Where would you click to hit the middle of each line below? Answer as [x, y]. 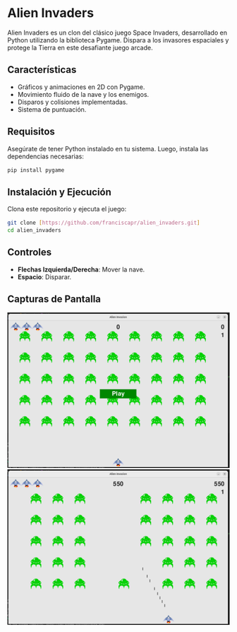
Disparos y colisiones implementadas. [73, 102]
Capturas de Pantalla [54, 299]
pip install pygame [36, 170]
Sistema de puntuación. [52, 109]
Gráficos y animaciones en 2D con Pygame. [81, 87]
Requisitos [31, 132]
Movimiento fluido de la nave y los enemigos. [83, 94]
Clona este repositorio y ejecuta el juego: [67, 209]
